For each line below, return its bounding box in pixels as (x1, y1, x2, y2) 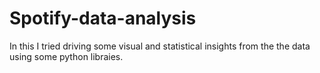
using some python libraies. (9, 50, 124, 62)
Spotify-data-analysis (9, 7, 197, 30)
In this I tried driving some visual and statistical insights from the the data (9, 40, 311, 52)
